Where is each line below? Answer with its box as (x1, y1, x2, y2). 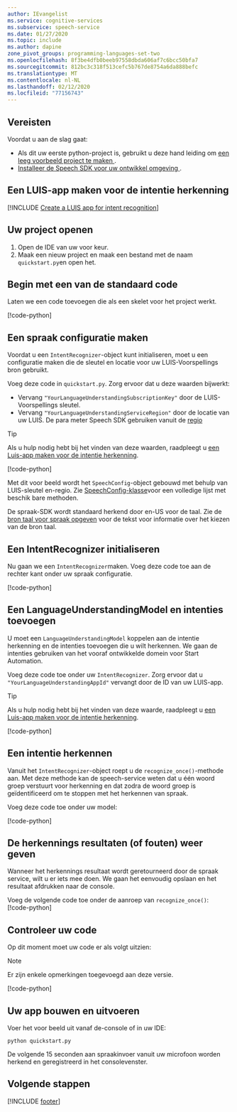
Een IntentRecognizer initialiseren (7, 543, 160, 555)
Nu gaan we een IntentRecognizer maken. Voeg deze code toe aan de (7, 562, 211, 570)
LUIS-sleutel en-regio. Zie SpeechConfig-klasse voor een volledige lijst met (7, 486, 226, 495)
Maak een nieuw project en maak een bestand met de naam (17, 250, 193, 259)
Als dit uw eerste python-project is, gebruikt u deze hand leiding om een (17, 149, 229, 157)
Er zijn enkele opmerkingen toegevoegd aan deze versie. (7, 971, 174, 979)
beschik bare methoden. (7, 493, 79, 502)
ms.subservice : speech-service (7, 23, 100, 31)
